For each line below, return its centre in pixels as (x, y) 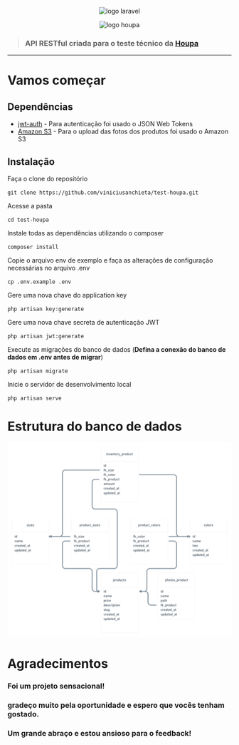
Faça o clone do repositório (48, 179)
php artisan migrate (38, 371)
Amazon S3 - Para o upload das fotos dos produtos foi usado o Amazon (123, 131)
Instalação (31, 162)
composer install (33, 247)
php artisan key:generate (46, 309)
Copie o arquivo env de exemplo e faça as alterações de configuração (110, 260)
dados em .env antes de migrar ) (55, 358)
